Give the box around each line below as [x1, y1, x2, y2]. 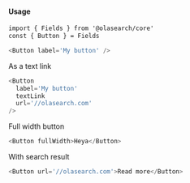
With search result [8, 152, 70, 162]
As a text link [8, 61, 52, 70]
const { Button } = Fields [8, 32, 100, 40]
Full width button [8, 121, 65, 131]
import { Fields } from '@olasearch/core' [8, 24, 154, 32]
